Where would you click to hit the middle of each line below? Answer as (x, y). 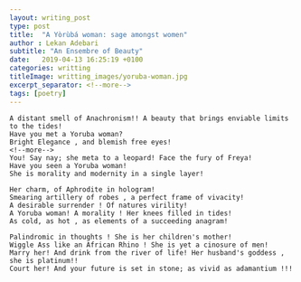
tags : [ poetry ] (38, 93)
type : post (30, 26)
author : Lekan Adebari (54, 43)
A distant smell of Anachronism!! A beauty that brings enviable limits (149, 118)
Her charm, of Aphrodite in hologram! (82, 189)
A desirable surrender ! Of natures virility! (99, 205)
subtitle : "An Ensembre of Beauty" (76, 52)
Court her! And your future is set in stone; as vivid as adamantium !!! (151, 268)
